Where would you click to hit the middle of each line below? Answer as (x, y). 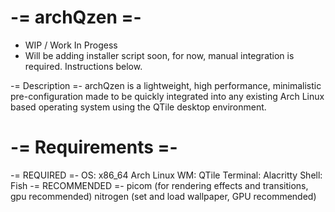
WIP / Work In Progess (71, 45)
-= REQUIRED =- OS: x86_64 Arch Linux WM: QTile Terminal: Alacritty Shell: (166, 175)
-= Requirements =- (94, 147)
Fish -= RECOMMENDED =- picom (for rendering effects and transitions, (159, 185)
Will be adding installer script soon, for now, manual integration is (159, 55)
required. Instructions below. (83, 66)
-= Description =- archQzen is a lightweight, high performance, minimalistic (166, 85)
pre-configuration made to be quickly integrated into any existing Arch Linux (167, 96)
